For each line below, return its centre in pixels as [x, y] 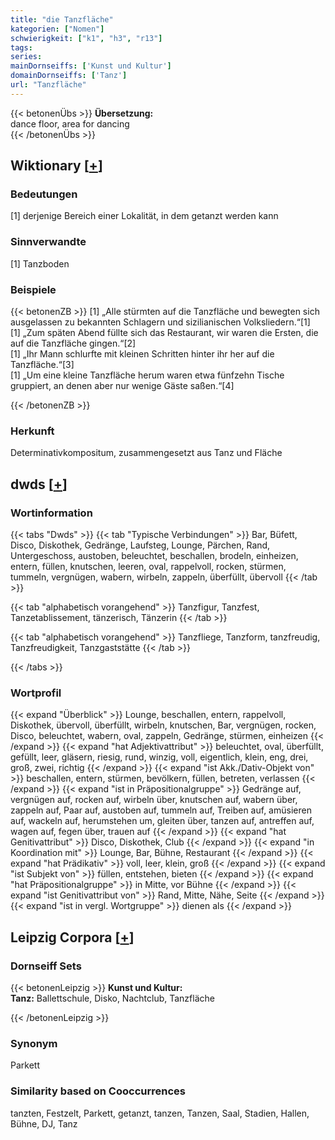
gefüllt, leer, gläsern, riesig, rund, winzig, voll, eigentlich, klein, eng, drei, [159, 757]
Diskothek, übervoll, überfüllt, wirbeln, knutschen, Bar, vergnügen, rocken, [163, 725]
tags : [21, 47]
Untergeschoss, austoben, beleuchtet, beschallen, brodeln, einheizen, [154, 556]
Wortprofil [36, 693]
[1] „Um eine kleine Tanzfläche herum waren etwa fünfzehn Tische [147, 375]
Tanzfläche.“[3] [42, 365]
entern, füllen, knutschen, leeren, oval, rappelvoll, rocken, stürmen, [148, 567]
